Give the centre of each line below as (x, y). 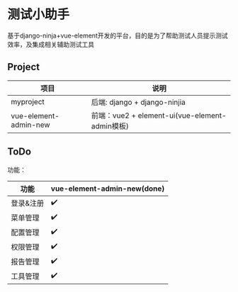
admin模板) (110, 126)
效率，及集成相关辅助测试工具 (51, 44)
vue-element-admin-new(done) (108, 189)
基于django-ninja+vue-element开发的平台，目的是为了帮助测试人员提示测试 (118, 35)
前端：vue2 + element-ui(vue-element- (159, 116)
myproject (28, 101)
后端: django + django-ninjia (138, 102)
